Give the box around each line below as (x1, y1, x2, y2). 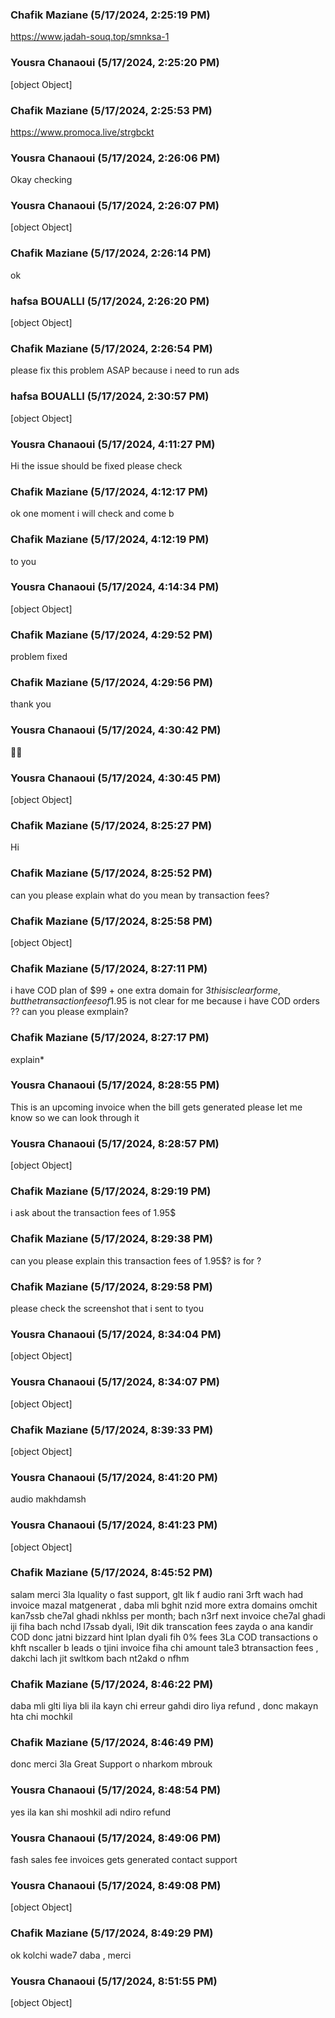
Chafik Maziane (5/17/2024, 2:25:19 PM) (10, 8, 211, 22)
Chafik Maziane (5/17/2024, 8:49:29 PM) (10, 1926, 214, 1940)
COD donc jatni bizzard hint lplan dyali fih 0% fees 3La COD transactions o (10, 1631, 318, 1643)
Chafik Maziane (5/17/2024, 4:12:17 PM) (10, 484, 209, 498)
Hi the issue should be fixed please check (10, 459, 183, 472)
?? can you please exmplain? (10, 1006, 129, 1018)
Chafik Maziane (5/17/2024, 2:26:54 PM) (10, 342, 213, 355)
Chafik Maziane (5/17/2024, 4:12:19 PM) (10, 533, 210, 547)
